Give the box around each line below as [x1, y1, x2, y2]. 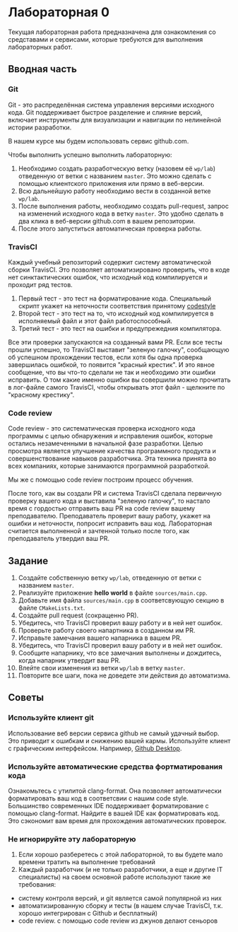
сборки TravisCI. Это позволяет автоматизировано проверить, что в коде [8, 265, 230, 274]
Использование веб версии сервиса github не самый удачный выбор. [8, 729, 220, 738]
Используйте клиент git [8, 713, 94, 723]
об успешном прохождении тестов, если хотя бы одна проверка [8, 353, 203, 361]
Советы [8, 692, 44, 704]
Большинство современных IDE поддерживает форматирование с [8, 802, 209, 810]
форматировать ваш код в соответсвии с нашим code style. [8, 794, 189, 803]
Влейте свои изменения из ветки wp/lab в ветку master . [18, 664, 186, 672]
